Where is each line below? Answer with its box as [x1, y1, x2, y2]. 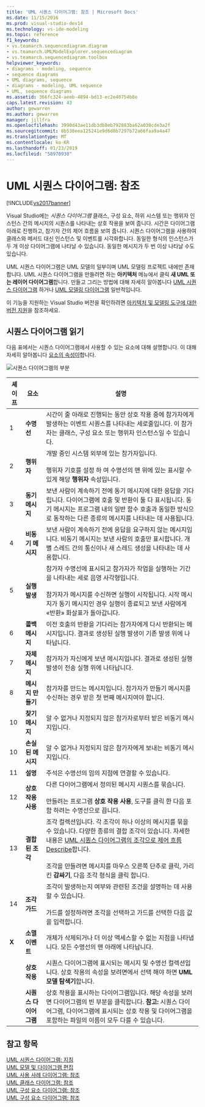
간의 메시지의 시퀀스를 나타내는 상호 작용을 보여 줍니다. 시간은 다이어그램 [22, 220, 195, 227]
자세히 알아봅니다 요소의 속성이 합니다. [6, 352, 96, 359]
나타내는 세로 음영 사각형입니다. [53, 574, 139, 582]
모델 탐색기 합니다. [46, 977, 95, 986]
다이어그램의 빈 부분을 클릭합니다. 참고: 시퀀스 [53, 998, 178, 1006]
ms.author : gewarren [6, 111, 59, 117]
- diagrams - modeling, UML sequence [6, 83, 103, 89]
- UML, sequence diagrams [6, 88, 72, 95]
